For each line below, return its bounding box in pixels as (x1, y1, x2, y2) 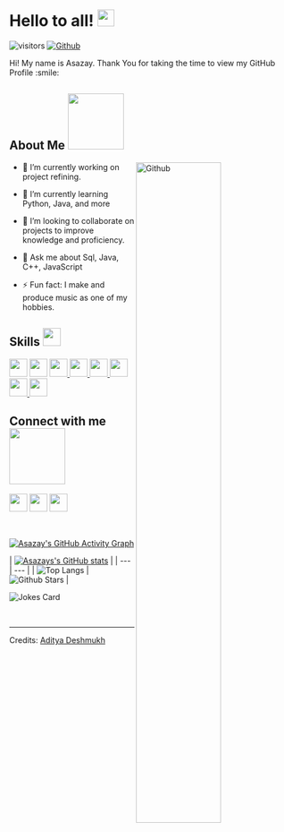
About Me (9, 138, 65, 153)
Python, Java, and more (21, 198, 111, 209)
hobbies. (21, 301, 55, 313)
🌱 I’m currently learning (21, 188, 109, 199)
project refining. (21, 171, 82, 182)
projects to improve (21, 225, 95, 236)
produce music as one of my (21, 292, 128, 303)
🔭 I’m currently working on (21, 161, 120, 172)
